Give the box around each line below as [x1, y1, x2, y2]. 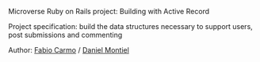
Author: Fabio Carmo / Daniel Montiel [8, 46, 129, 54]
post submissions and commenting [8, 31, 123, 39]
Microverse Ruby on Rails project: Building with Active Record [8, 7, 210, 16]
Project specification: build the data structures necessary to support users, [8, 22, 254, 31]
